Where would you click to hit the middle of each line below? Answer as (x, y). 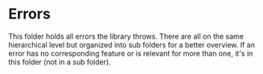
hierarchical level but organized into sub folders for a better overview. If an (132, 44)
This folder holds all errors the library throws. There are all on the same (126, 36)
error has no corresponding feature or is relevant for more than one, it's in (131, 53)
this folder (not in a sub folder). (60, 62)
